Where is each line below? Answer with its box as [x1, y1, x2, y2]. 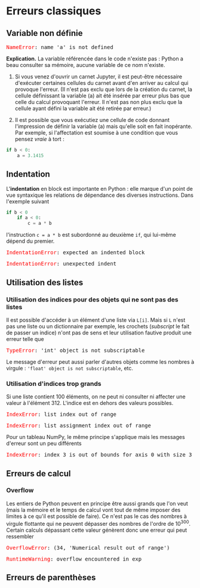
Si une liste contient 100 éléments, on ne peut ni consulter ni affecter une [6, 393, 186, 400]
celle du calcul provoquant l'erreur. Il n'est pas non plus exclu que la [14, 99, 183, 105]
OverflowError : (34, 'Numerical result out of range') [6, 544, 170, 551]
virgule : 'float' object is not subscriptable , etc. [6, 364, 133, 371]
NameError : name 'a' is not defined [6, 44, 113, 50]
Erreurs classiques [6, 4, 101, 18]
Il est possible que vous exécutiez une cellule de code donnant [14, 117, 170, 123]
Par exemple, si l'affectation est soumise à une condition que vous [14, 129, 178, 136]
